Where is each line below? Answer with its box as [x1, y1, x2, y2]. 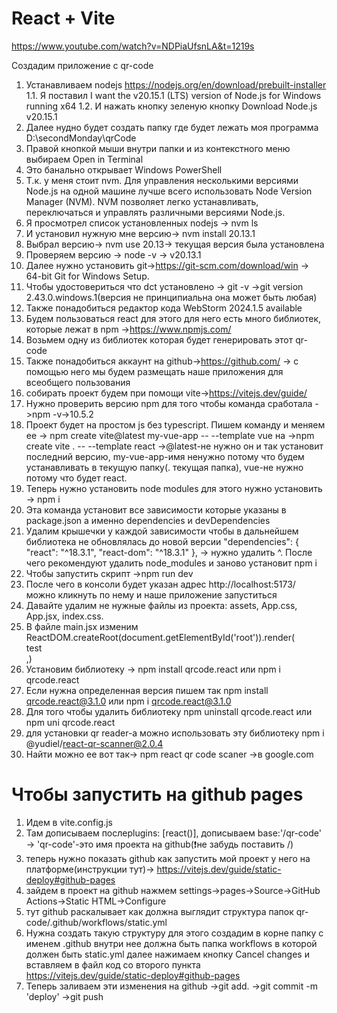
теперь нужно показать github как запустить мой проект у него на [25, 852, 311, 864]
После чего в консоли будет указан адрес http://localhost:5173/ [25, 578, 296, 590]
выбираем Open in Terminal [25, 153, 144, 165]
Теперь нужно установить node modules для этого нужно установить [25, 482, 323, 494]
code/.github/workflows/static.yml [25, 916, 168, 928]
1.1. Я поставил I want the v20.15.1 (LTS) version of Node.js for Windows [25, 89, 322, 101]
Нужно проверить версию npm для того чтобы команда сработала [25, 397, 313, 409]
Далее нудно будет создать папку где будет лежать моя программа [25, 121, 319, 133]
